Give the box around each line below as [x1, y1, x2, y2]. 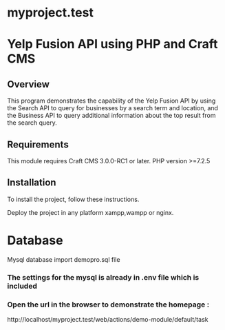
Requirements [7, 138, 69, 150]
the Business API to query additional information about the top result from [7, 112, 216, 120]
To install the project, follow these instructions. [7, 195, 140, 203]
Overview [7, 78, 50, 90]
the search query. [7, 118, 57, 127]
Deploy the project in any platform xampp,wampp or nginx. [7, 208, 174, 216]
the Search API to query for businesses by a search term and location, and [7, 104, 219, 112]
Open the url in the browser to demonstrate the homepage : [7, 300, 210, 309]
